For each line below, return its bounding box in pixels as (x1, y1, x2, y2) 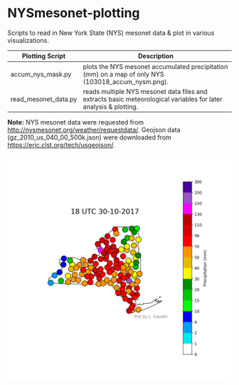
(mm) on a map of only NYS (83, 70, 164, 78)
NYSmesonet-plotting (7, 5, 140, 21)
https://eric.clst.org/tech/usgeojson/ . (7, 141, 115, 149)
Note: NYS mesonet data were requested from (7, 118, 144, 127)
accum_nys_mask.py (10, 70, 72, 78)
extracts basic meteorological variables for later (83, 95, 223, 103)
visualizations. (7, 36, 50, 44)
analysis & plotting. (83, 102, 139, 111)
